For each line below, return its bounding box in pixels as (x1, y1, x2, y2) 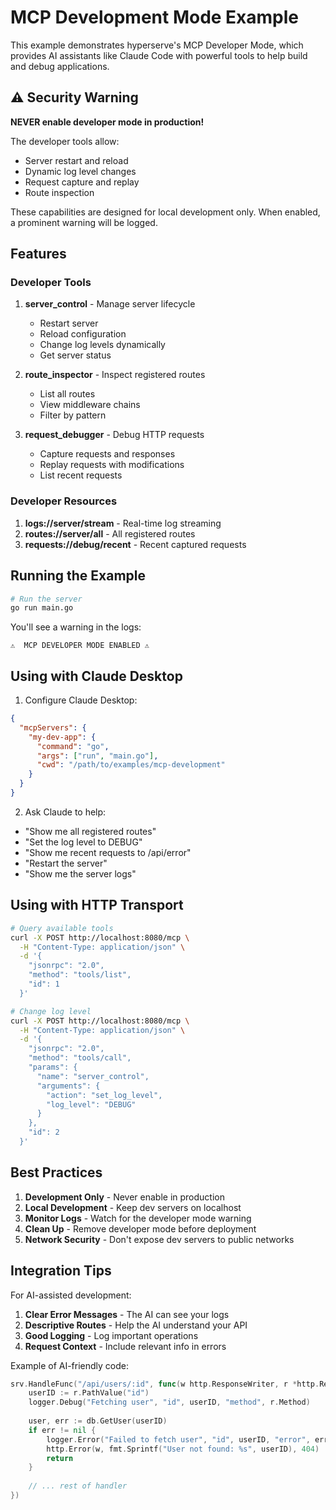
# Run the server (10, 594, 83, 604)
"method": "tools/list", (28, 970, 132, 980)
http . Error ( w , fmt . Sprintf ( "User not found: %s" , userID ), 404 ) (46, 1444, 320, 1454)
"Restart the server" (24, 857, 108, 869)
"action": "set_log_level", (46, 1090, 163, 1100)
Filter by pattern (39, 409, 107, 421)
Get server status (39, 349, 112, 361)
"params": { (28, 1062, 78, 1073)
